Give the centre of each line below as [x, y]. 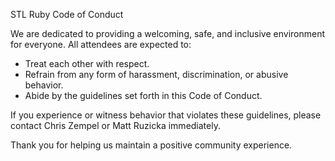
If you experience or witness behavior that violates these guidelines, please [166, 115]
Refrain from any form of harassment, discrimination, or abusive [156, 74]
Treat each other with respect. [87, 63]
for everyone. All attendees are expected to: [101, 44]
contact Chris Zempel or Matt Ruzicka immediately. [115, 125]
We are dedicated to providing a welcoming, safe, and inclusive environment [168, 33]
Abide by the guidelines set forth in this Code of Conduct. [143, 95]
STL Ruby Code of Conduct [67, 14]
